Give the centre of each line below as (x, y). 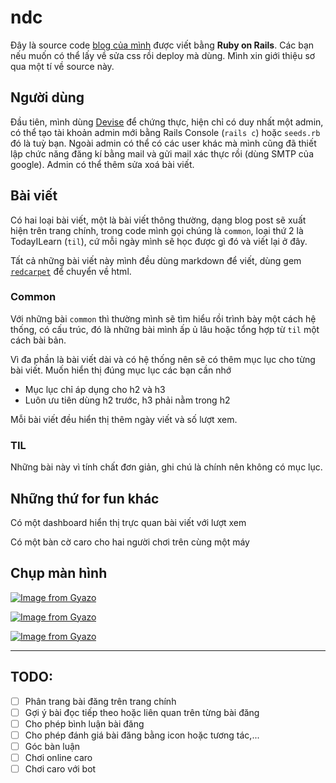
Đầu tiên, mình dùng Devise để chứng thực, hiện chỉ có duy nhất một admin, (167, 122)
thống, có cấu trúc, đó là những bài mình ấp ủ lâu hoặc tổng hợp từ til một (165, 329)
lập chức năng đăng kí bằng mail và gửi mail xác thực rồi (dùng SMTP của (162, 153)
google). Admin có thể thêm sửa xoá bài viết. (102, 164)
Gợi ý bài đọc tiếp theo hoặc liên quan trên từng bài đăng (142, 712)
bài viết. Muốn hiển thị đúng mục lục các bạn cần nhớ (121, 370)
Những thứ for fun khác (85, 498)
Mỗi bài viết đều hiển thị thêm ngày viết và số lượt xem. (124, 419)
